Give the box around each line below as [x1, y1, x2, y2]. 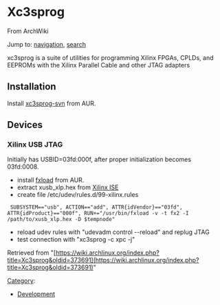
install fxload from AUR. [16, 176, 85, 185]
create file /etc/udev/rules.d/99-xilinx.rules [16, 191, 139, 199]
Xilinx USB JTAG [7, 140, 63, 149]
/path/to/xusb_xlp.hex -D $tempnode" [7, 216, 115, 223]
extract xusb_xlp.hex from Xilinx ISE [16, 183, 119, 191]
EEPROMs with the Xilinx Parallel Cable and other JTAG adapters [7, 61, 190, 69]
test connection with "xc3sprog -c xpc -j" [16, 235, 135, 244]
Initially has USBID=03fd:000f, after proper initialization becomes [7, 156, 191, 164]
